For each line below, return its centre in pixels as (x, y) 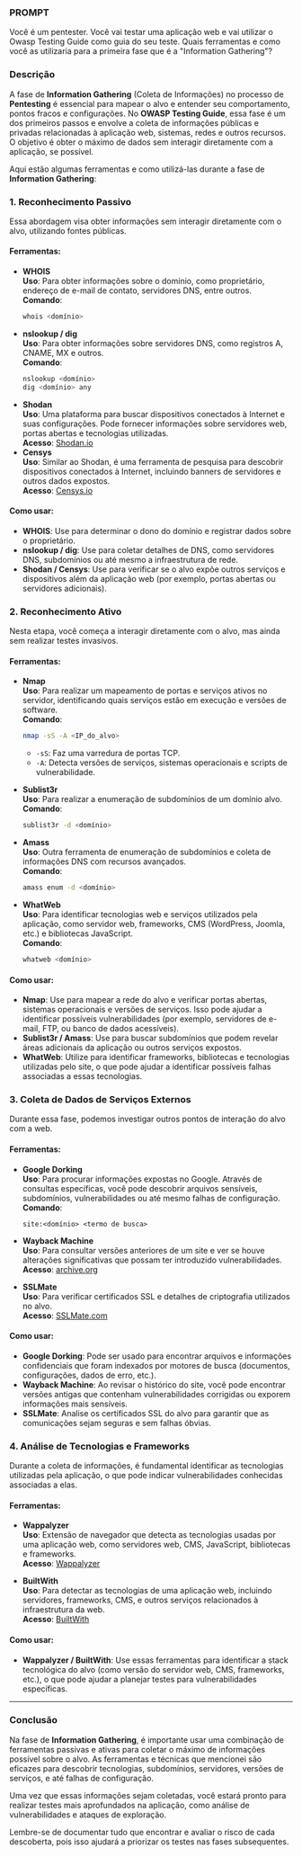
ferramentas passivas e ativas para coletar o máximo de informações (138, 1749)
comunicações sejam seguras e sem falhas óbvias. (116, 1423)
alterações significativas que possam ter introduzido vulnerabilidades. (152, 1260)
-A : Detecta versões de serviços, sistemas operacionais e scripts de (161, 763)
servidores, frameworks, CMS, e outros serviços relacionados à (140, 1600)
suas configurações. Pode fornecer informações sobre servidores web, (155, 424)
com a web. (31, 1129)
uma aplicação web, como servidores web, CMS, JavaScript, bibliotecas (156, 1545)
